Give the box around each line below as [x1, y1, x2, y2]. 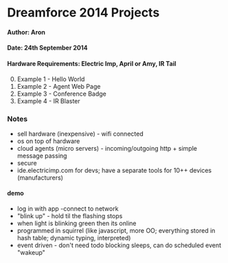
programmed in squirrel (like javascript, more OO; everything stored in [16, 227, 216, 235]
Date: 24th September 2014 [7, 43, 88, 52]
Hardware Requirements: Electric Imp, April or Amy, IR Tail [7, 59, 176, 67]
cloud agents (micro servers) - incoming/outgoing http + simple [16, 144, 198, 152]
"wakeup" [16, 249, 46, 257]
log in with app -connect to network [16, 204, 119, 213]
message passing [16, 151, 67, 160]
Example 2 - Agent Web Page [16, 82, 101, 90]
